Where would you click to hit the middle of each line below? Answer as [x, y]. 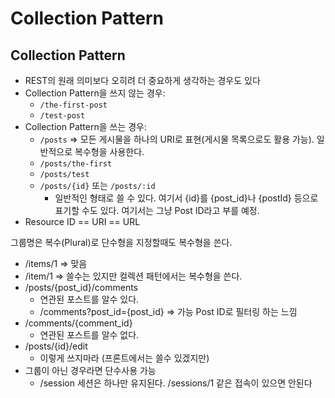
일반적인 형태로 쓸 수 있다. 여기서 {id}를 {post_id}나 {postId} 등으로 [186, 198]
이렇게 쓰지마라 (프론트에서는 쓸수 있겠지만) [124, 358]
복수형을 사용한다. [109, 151]
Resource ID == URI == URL [82, 221]
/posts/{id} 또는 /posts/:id [97, 185]
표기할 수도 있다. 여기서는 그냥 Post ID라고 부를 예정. [157, 210]
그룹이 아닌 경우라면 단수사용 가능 [90, 370]
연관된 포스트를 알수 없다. [89, 335]
